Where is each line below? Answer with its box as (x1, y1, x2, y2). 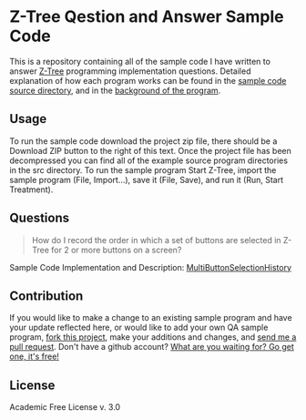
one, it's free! (9, 351, 59, 362)
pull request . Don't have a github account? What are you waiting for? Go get (9, 342, 294, 353)
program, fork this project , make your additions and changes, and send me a (9, 332, 297, 343)
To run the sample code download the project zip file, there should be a (9, 135, 278, 147)
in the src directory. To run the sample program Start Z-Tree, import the (9, 164, 277, 175)
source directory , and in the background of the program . (9, 85, 221, 96)
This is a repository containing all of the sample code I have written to (9, 56, 271, 67)
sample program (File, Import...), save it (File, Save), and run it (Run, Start (9, 174, 284, 185)
